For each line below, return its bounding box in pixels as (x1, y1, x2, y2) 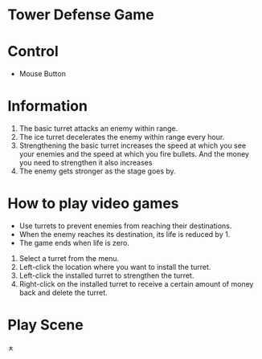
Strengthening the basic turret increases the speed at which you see (18, 141, 247, 150)
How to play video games (7, 194, 179, 213)
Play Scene (7, 316, 84, 334)
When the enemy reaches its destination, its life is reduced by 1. (18, 230, 231, 239)
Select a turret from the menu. (18, 254, 120, 263)
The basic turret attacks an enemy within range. (18, 124, 178, 133)
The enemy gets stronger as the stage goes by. (18, 166, 176, 176)
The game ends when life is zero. (18, 239, 129, 247)
